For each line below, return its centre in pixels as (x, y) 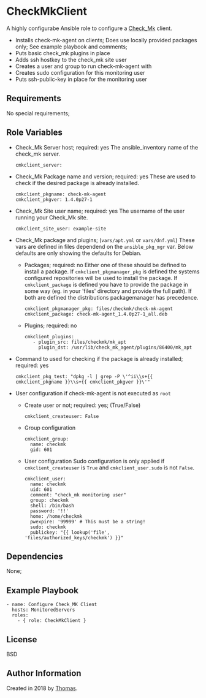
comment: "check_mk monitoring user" (78, 495)
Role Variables (34, 133)
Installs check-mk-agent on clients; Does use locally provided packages (106, 40)
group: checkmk (49, 500)
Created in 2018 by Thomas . (42, 688)
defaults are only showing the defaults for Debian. (78, 253)
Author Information (44, 673)
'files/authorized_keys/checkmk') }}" (74, 537)
